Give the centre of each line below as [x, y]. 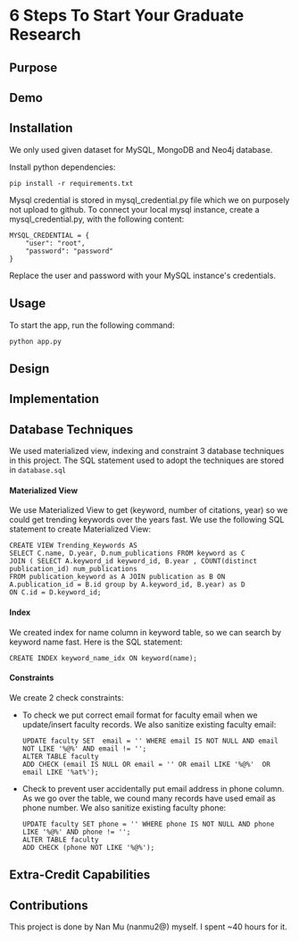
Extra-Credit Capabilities [80, 875]
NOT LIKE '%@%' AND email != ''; [84, 748]
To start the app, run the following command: [92, 325]
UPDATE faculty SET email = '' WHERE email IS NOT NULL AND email [150, 741]
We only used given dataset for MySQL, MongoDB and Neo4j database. [141, 149]
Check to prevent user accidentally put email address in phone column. [153, 788]
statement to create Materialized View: [80, 529]
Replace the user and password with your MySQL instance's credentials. [143, 275]
